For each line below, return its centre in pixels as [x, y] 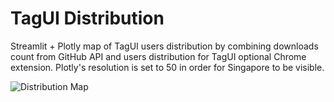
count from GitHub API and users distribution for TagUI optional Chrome [158, 56]
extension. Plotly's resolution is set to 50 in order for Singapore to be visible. [167, 67]
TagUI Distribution [87, 18]
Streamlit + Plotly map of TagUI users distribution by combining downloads [164, 46]
